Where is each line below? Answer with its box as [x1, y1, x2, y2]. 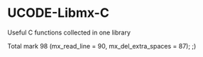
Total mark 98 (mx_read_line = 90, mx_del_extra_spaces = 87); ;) [7, 42, 197, 50]
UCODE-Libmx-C [7, 5, 110, 21]
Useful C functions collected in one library [7, 28, 131, 37]
